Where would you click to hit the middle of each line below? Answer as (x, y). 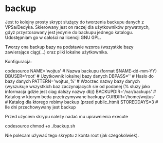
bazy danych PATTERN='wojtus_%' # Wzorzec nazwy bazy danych (72, 81)
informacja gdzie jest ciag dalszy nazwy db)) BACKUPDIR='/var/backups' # (81, 91)
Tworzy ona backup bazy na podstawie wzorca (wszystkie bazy (69, 47)
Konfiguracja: (18, 61)
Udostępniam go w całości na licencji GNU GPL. (53, 37)
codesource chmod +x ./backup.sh (40, 126)
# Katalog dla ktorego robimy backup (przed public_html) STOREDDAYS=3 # (81, 102)
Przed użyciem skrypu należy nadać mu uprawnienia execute (66, 116)
